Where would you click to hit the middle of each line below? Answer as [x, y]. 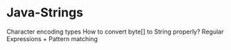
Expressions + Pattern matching [52, 38]
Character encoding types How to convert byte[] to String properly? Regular [115, 32]
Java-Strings [45, 13]
